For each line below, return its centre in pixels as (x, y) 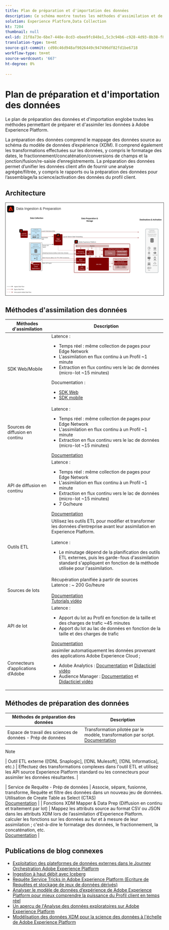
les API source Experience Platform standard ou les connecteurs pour (77, 772)
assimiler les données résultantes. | (42, 777)
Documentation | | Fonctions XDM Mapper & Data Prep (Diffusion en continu (84, 803)
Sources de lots (24, 590)
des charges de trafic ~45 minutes (95, 623)
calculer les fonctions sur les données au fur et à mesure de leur (72, 819)
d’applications (22, 668)
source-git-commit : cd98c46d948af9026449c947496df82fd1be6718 (71, 48)
